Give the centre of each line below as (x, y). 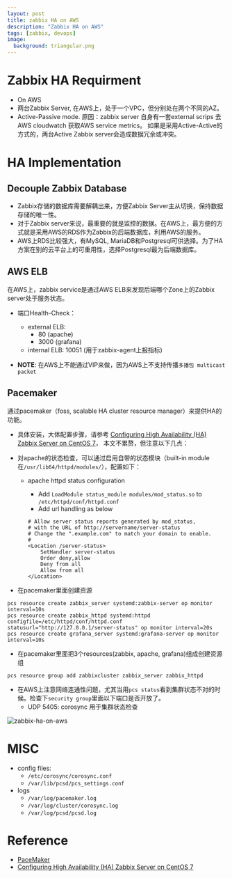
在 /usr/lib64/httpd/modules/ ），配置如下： (79, 467)
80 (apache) (56, 334)
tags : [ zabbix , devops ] (42, 33)
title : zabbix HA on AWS (43, 20)
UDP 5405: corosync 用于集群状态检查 (83, 707)
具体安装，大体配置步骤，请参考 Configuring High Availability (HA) (112, 434)
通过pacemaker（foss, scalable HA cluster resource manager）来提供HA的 (115, 411)
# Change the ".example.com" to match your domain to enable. (119, 533)
